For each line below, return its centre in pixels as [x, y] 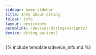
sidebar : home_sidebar [29, 10]
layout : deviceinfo [26, 24]
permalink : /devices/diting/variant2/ [46, 28]
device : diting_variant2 [31, 33]
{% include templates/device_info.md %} [48, 47]
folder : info [19, 19]
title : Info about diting [33, 14]
